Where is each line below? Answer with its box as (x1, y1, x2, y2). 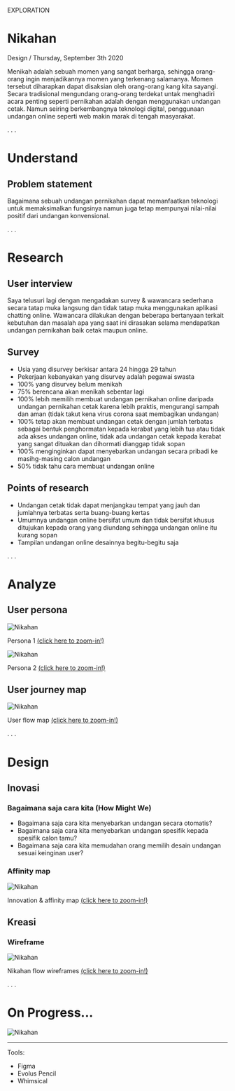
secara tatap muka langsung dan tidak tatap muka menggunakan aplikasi (7, 303, 218, 312)
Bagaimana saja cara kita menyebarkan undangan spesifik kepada (17, 826, 208, 835)
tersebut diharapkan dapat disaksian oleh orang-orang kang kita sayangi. (7, 82, 218, 91)
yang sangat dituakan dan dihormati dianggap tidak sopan (17, 439, 185, 448)
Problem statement (7, 178, 93, 190)
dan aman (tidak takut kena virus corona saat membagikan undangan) (17, 410, 220, 418)
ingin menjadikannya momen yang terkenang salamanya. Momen (25, 74, 213, 83)
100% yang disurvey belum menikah (17, 380, 122, 388)
